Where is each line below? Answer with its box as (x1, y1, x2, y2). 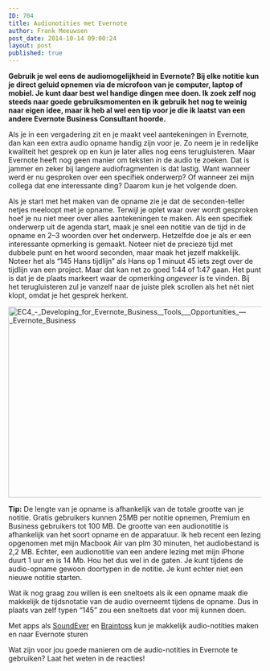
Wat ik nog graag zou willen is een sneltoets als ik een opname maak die (8, 588, 248, 598)
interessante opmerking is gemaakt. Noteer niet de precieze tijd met (8, 239, 233, 249)
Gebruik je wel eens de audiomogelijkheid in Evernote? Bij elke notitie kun (8, 72, 260, 80)
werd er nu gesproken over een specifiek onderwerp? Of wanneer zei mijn (8, 172, 255, 182)
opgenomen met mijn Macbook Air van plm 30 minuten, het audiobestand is (8, 538, 260, 548)
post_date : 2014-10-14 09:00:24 (8, 34, 117, 43)
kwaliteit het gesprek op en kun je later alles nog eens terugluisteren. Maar (8, 146, 256, 156)
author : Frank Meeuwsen (8, 27, 88, 35)
